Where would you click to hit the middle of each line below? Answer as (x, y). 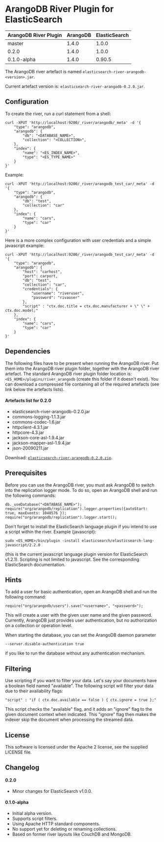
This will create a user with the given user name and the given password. (79, 615)
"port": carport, (40, 276)
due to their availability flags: (34, 691)
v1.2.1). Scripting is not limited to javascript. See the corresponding (72, 559)
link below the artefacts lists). (35, 389)
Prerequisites (26, 473)
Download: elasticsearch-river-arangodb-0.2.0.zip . (59, 457)
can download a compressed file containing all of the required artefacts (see (82, 384)
